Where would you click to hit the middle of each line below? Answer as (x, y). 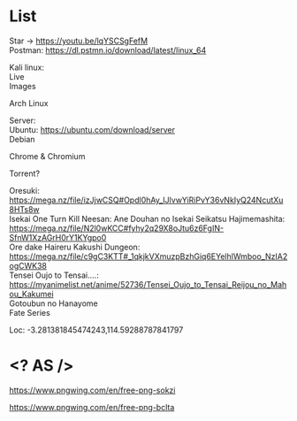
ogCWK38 (28, 265)
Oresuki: (24, 190)
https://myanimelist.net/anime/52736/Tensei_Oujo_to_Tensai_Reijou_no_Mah (148, 284)
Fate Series (30, 312)
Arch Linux (29, 103)
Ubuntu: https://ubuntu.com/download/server (92, 129)
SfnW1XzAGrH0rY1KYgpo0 (58, 237)
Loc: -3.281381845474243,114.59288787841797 (96, 330)
